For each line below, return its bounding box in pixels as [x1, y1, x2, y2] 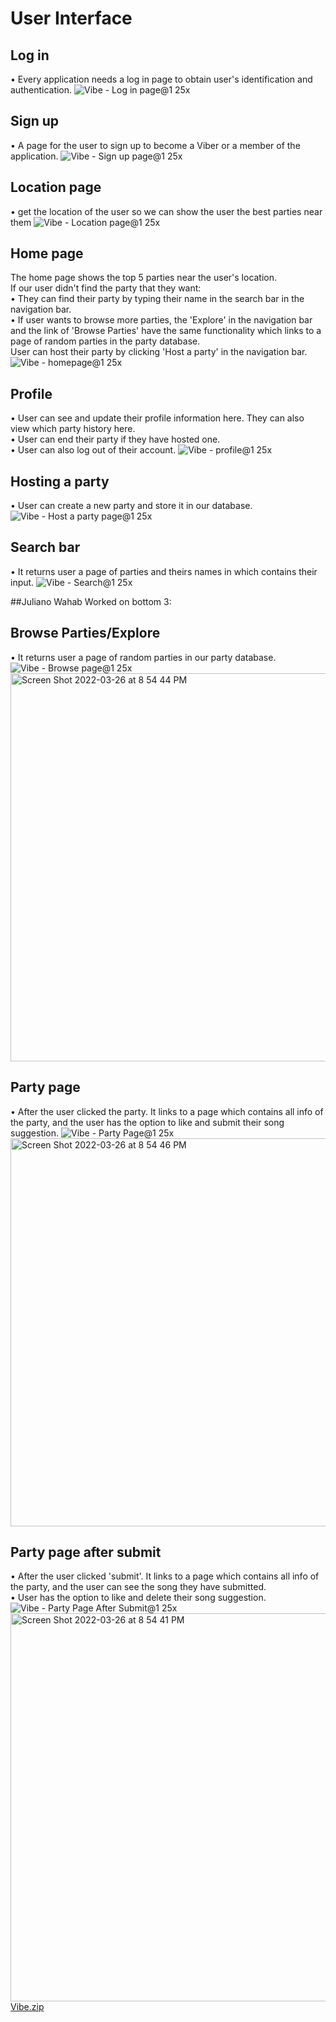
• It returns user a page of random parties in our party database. [10, 651, 277, 663]
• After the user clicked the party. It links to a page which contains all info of [10, 1105, 324, 1117]
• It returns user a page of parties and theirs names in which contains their [10, 565, 318, 577]
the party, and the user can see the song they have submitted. [10, 1581, 267, 1593]
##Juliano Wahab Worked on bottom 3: [10, 595, 172, 607]
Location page [10, 179, 102, 196]
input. [10, 576, 35, 588]
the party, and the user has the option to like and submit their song [10, 1116, 285, 1128]
